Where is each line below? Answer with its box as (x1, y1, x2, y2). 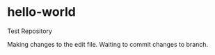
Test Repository (7, 27, 52, 35)
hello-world (7, 4, 77, 20)
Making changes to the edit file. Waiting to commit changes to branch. (7, 40, 209, 48)
